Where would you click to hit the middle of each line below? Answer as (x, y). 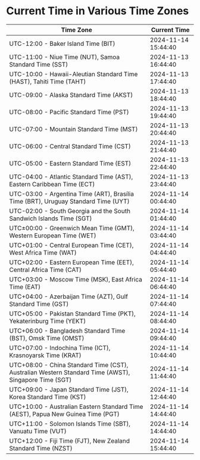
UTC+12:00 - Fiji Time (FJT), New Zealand (69, 440)
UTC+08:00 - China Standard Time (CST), (69, 365)
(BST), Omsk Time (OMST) (47, 338)
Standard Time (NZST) (41, 448)
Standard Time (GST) (39, 303)
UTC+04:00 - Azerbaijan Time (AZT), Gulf (68, 296)
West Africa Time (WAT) (43, 252)
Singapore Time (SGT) (40, 380)
